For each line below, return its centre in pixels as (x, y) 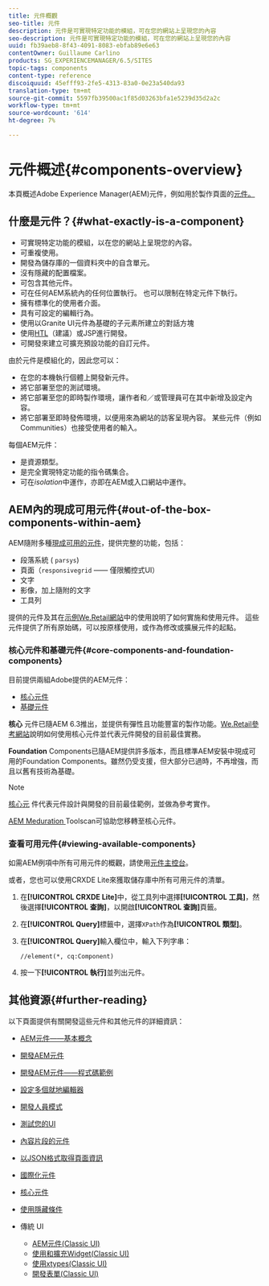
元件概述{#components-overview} (126, 170)
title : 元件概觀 (33, 16)
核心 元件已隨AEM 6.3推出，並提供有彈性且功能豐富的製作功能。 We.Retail (130, 723)
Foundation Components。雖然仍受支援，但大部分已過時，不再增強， (137, 760)
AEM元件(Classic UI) (66, 1243)
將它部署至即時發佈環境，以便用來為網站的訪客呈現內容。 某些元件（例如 (141, 417)
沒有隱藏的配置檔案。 (55, 272)
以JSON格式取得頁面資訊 (61, 1158)
